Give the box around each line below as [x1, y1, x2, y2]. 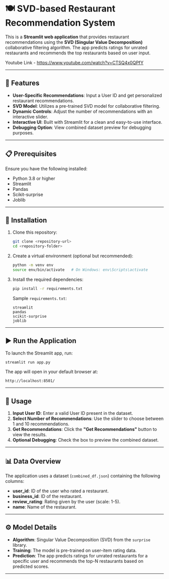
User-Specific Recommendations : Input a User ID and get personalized [12, 92, 162, 98]
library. [12, 542, 28, 548]
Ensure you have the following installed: [5, 166, 88, 172]
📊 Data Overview [5, 457, 61, 465]
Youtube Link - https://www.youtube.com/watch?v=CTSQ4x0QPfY [5, 59, 144, 65]
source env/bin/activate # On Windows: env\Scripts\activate [12, 267, 148, 272]
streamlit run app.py [5, 359, 51, 365]
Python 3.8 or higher [12, 175, 55, 181]
